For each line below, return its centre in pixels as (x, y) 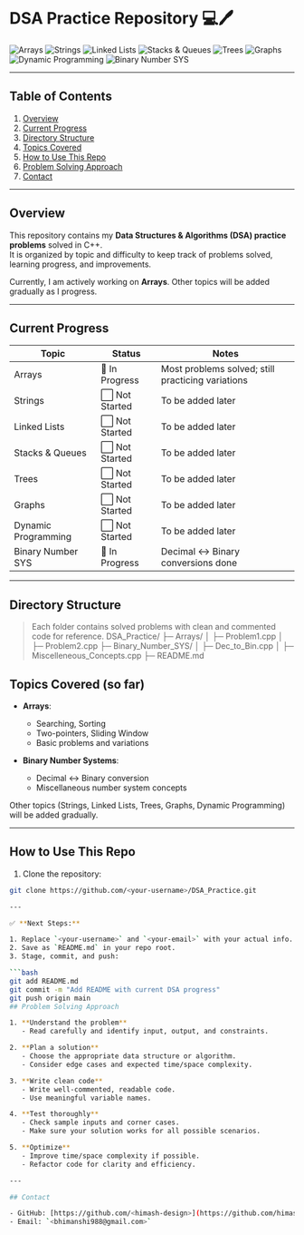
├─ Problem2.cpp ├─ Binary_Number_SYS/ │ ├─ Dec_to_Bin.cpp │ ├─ (162, 646)
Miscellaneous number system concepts (111, 788)
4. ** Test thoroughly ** (54, 1114)
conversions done (199, 563)
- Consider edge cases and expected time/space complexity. (137, 1064)
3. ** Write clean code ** (56, 1081)
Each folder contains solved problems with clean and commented (153, 627)
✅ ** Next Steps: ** (45, 923)
